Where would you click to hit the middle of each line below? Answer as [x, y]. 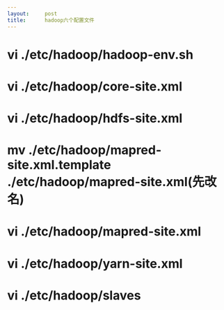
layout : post [32, 14]
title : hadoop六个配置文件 [51, 20]
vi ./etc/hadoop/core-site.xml [95, 86]
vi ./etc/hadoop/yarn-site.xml [95, 264]
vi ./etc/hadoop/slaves [74, 295]
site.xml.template [59, 165]
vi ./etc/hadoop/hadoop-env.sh [100, 55]
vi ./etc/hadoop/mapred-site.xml [104, 232]
